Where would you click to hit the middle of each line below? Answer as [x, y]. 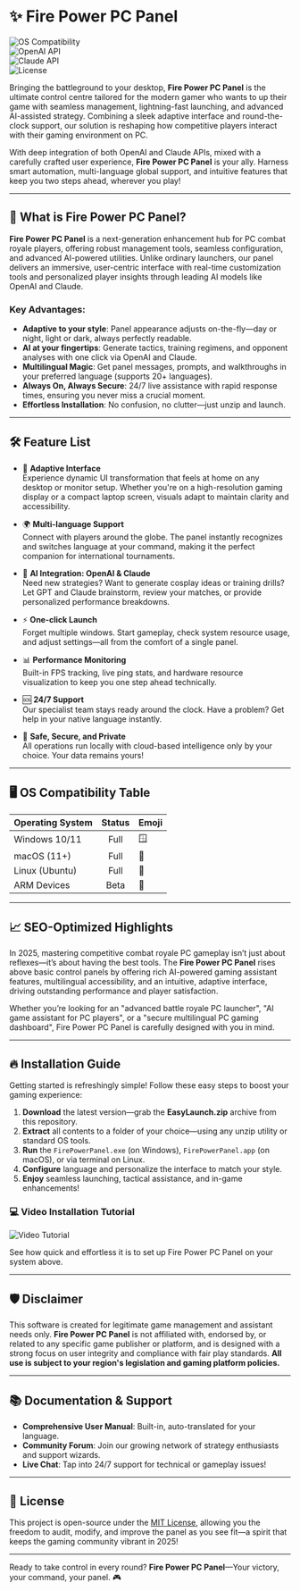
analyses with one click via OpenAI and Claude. [110, 357]
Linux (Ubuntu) [46, 870]
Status [116, 822]
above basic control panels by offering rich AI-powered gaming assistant [143, 972]
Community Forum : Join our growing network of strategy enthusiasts [150, 1445]
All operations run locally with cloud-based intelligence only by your [147, 745]
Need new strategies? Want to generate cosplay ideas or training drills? [153, 582]
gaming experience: [46, 1095]
